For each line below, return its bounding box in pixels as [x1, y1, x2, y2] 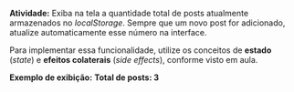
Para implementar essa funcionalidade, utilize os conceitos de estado [9, 45, 272, 56]
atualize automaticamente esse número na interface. [9, 27, 207, 37]
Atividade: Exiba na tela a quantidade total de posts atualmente [9, 8, 249, 18]
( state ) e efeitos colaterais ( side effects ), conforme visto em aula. [9, 55, 258, 65]
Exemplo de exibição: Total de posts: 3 [9, 72, 160, 83]
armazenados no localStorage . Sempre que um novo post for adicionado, [9, 17, 286, 28]
